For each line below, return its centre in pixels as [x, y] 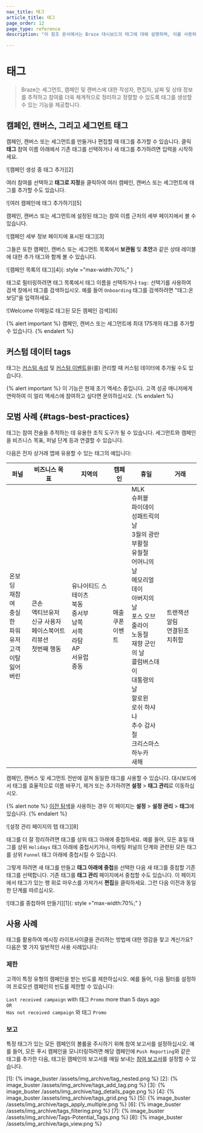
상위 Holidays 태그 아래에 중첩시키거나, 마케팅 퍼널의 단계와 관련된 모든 [101, 847]
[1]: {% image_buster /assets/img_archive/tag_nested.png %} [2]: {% [92, 1078]
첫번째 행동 [47, 648]
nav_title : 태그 [25, 12]
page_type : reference [34, 29]
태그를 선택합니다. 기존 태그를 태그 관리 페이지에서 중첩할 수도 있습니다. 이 [93, 875]
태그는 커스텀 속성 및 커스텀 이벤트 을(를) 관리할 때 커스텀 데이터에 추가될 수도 [97, 368]
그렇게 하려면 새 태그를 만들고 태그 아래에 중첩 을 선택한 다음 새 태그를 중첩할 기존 [101, 867]
